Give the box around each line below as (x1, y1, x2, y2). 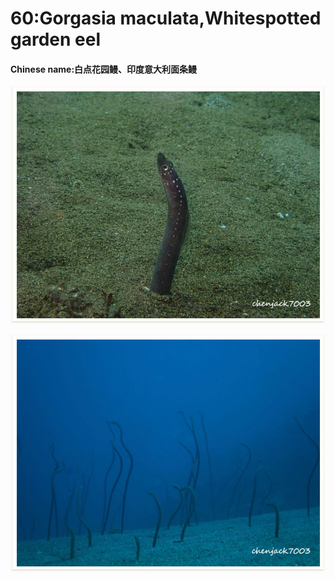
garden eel (10, 28, 102, 51)
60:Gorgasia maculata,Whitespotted (10, 7, 322, 30)
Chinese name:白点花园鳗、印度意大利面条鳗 (10, 63, 198, 75)
